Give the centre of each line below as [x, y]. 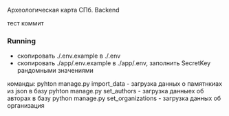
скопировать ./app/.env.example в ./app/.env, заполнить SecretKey [114, 63]
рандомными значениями [55, 71]
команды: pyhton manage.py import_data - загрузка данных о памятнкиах [115, 84]
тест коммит [25, 23]
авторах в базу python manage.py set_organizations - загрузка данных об [114, 98]
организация [26, 106]
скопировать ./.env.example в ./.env [69, 56]
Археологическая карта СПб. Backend [63, 10]
